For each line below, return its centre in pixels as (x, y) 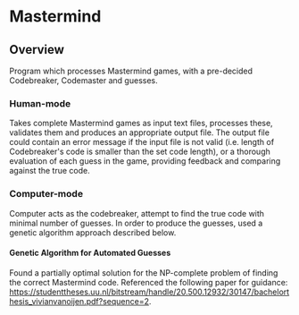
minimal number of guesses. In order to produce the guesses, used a (136, 223)
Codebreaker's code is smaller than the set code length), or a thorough (140, 152)
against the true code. (50, 171)
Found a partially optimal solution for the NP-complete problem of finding (144, 272)
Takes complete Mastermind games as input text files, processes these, (141, 123)
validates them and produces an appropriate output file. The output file (140, 132)
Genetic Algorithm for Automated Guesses (90, 253)
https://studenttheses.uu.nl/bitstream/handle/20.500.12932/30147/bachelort (149, 292)
